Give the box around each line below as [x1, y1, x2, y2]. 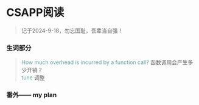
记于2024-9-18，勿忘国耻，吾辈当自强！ [21, 27, 124, 34]
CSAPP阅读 [6, 5, 65, 20]
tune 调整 [21, 74, 46, 81]
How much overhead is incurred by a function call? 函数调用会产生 [21, 59, 188, 66]
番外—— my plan [6, 91, 57, 100]
